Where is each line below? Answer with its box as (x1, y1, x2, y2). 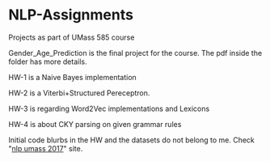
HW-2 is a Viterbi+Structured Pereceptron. (8, 87, 150, 98)
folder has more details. (8, 57, 87, 66)
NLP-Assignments (8, 6, 133, 24)
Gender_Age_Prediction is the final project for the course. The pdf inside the (8, 48, 263, 57)
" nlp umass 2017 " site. (8, 143, 83, 153)
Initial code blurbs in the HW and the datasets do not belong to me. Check (8, 135, 255, 145)
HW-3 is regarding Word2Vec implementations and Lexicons (8, 104, 210, 113)
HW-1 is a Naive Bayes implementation (8, 72, 137, 82)
